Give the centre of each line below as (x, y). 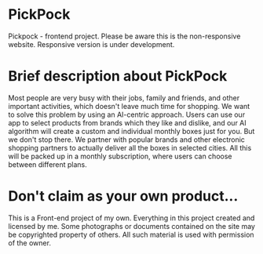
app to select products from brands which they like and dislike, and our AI (128, 122)
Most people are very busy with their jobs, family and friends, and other (124, 98)
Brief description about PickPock (118, 76)
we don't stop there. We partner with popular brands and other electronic (127, 140)
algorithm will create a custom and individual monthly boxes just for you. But (131, 131)
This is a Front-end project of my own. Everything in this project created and (131, 218)
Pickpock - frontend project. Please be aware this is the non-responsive (124, 36)
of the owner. (29, 243)
